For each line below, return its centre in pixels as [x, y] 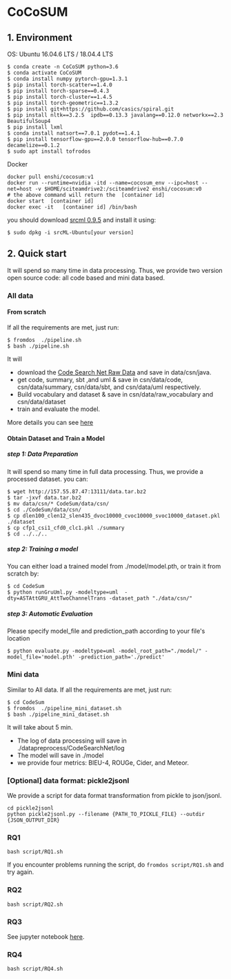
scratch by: [23, 573]
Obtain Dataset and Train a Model [56, 438]
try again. [21, 872]
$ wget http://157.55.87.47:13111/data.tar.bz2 [77, 491]
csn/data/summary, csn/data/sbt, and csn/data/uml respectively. [109, 387]
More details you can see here [50, 422]
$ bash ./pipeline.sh [38, 346]
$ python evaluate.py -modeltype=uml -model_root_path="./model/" [104, 651]
